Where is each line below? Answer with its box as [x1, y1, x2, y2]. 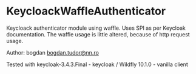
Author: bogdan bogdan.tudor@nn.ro [6, 49, 99, 56]
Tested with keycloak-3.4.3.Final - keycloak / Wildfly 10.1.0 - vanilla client [6, 61, 188, 68]
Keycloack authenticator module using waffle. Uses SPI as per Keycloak [6, 24, 186, 32]
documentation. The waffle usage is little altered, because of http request [6, 30, 190, 38]
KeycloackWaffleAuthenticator [6, 4, 166, 18]
